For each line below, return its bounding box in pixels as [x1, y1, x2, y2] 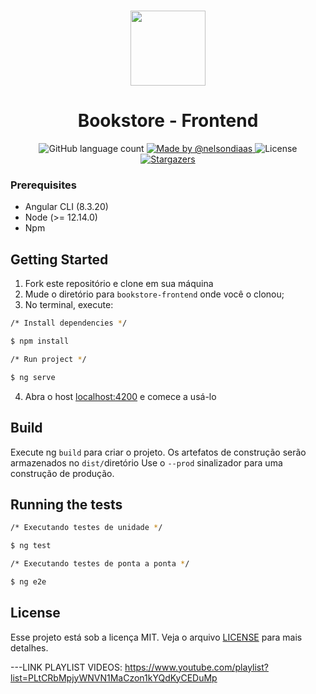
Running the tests [10, 496, 123, 513]
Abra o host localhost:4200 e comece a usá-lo [24, 390, 217, 402]
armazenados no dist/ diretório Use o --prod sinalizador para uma [10, 456, 283, 469]
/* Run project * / [10, 354, 87, 364]
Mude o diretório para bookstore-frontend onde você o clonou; [24, 288, 285, 300]
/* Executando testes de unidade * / [10, 523, 163, 533]
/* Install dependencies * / [10, 318, 128, 329]
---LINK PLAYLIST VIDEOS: [10, 661, 123, 673]
